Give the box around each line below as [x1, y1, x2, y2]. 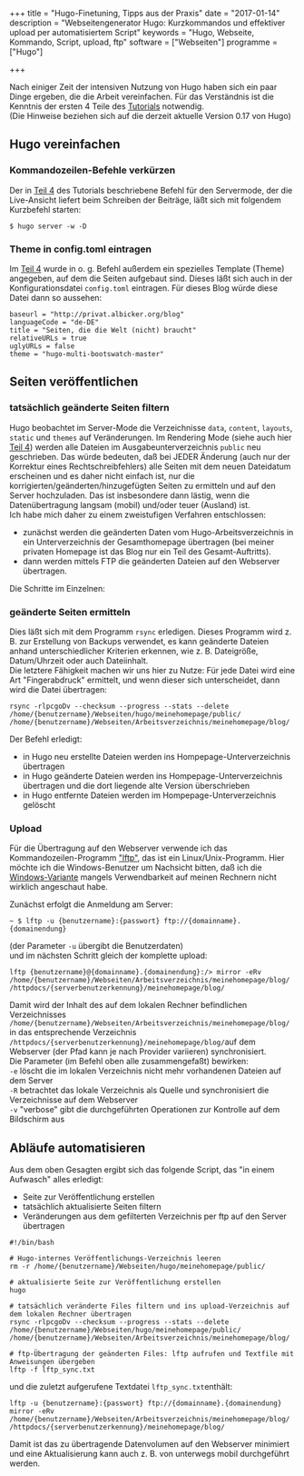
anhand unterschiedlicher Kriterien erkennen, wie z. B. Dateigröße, [9, 645, 259, 656]
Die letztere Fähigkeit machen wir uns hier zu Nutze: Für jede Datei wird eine [9, 664, 296, 675]
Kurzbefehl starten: [9, 204, 82, 214]
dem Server [9, 1075, 54, 1086]
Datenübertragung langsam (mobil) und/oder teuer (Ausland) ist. [9, 499, 251, 510]
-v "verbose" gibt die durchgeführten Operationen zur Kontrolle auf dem [9, 1104, 280, 1115]
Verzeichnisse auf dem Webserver [9, 1094, 139, 1105]
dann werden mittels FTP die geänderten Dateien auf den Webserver [22, 555, 280, 566]
